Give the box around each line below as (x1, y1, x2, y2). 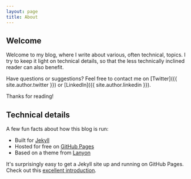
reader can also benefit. (6, 64, 64, 71)
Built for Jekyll (14, 137, 50, 144)
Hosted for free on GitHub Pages (14, 143, 95, 150)
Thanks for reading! (6, 93, 54, 100)
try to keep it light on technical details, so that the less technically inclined (6, 58, 185, 65)
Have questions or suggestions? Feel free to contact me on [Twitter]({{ (6, 75, 177, 82)
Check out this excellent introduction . (6, 167, 97, 174)
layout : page (6, 8, 38, 15)
